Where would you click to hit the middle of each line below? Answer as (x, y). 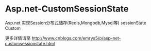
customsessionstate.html (30, 43)
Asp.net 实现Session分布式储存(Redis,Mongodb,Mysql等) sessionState (76, 23)
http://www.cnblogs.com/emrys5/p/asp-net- (76, 38)
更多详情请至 (18, 38)
